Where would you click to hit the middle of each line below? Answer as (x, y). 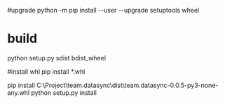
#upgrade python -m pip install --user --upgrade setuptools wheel (103, 10)
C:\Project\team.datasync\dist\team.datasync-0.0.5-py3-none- (127, 85)
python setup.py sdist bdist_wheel (57, 58)
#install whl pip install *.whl (46, 71)
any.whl (19, 92)
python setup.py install (64, 92)
